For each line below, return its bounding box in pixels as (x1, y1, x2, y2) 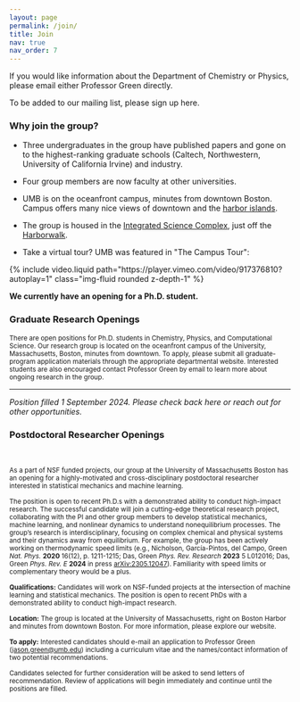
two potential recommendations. (9, 653, 109, 663)
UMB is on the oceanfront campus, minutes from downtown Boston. (21, 194, 272, 204)
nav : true (9, 37, 46, 47)
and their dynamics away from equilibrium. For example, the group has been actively (9, 536, 269, 545)
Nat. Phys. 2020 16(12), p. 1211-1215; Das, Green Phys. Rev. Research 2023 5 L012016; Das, (9, 552, 290, 561)
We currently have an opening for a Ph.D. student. (9, 291, 199, 301)
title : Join (9, 29, 54, 38)
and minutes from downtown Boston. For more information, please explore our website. (9, 622, 277, 632)
